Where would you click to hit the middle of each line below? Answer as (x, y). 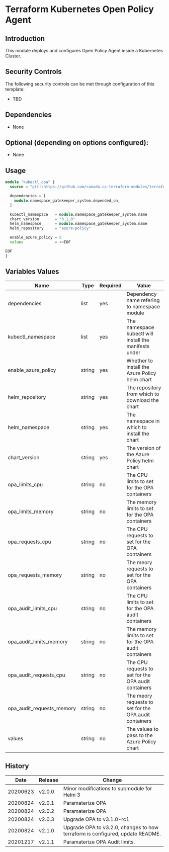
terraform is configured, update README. (112, 834)
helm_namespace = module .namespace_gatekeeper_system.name (78, 224)
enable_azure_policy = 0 (36, 237)
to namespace (143, 307)
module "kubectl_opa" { (30, 182)
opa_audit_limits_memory (38, 642)
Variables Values (32, 272)
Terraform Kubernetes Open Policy (80, 9)
